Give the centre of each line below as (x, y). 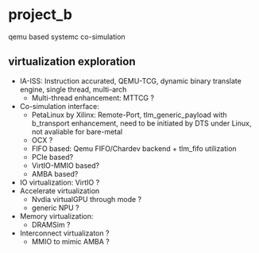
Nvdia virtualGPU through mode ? (87, 199)
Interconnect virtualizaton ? (64, 233)
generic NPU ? (55, 208)
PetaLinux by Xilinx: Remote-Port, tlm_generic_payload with (129, 115)
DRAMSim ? (51, 224)
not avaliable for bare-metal (77, 131)
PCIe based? (52, 157)
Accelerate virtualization (60, 191)
